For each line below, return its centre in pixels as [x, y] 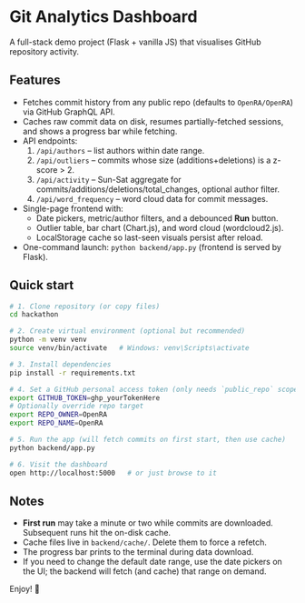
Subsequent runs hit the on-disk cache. [96, 533]
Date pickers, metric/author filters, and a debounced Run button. [157, 218]
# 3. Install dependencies [60, 364]
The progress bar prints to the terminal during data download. [138, 552]
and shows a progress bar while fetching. [100, 131]
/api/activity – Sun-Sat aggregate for [108, 179]
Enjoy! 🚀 [25, 589]
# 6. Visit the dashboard [58, 464]
